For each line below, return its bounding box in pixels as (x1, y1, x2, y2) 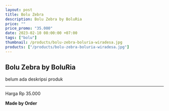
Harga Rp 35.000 (5, 90, 41, 96)
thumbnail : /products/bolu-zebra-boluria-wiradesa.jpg (5, 40, 123, 45)
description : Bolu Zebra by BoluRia (5, 16, 82, 21)
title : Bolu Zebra (5, 12, 44, 17)
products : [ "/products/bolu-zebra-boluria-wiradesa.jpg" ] (5, 44, 129, 49)
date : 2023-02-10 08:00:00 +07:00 (5, 30, 78, 35)
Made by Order (5, 100, 37, 106)
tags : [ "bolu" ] (5, 35, 37, 40)
